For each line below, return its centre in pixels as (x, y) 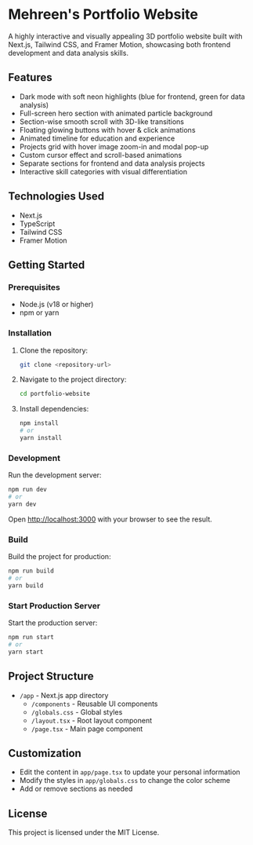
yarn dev (22, 504)
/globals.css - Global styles (77, 711)
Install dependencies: (54, 409)
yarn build (26, 585)
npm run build (31, 571)
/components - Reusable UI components (94, 704)
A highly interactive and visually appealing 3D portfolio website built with (125, 36)
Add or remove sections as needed (76, 789)
